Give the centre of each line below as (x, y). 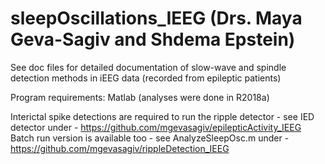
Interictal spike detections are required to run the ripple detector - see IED (162, 116)
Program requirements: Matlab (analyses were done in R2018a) (140, 97)
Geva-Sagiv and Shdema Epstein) (153, 39)
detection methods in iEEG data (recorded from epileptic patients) (146, 78)
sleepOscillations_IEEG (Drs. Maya (156, 18)
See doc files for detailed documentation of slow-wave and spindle (148, 67)
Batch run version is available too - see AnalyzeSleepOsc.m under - (150, 138)
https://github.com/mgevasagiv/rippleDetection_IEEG (120, 148)
